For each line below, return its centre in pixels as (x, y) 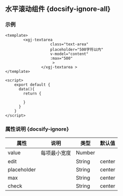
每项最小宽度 (56, 153)
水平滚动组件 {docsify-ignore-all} (58, 9)
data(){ (27, 89)
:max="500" (61, 58)
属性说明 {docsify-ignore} (37, 129)
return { (32, 93)
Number (86, 152)
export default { (32, 84)
